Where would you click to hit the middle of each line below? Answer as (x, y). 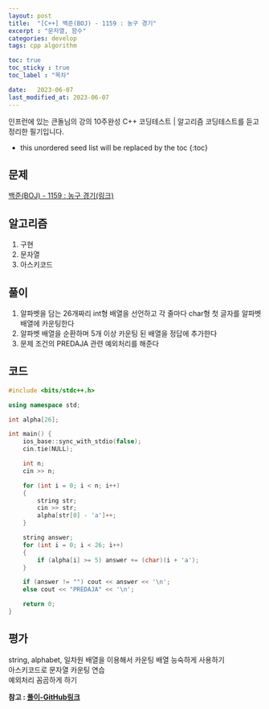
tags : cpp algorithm (43, 46)
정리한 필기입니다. (37, 131)
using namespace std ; (45, 405)
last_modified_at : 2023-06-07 (59, 97)
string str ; (57, 500)
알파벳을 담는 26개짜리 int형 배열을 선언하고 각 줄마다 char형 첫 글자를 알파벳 (141, 313)
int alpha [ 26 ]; (34, 420)
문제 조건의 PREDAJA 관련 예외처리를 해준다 (89, 343)
